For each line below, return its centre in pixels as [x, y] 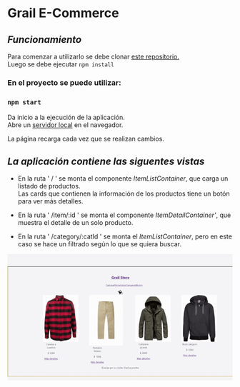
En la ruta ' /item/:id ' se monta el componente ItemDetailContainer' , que [124, 215]
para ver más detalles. [50, 201]
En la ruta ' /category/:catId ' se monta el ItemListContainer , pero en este [125, 236]
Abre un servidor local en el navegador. [65, 125]
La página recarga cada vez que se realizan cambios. [86, 139]
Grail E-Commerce [63, 13]
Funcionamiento [45, 40]
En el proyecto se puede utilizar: [64, 82]
